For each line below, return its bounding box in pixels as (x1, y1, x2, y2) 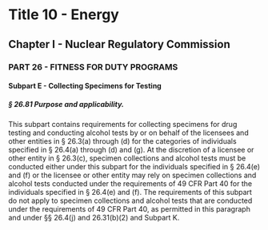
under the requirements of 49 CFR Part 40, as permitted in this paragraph (8, 204, 250, 214)
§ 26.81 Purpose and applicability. (8, 99, 124, 109)
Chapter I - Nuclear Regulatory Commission (8, 38, 230, 51)
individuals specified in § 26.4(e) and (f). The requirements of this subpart (8, 188, 252, 197)
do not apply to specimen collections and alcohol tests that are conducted (8, 196, 253, 205)
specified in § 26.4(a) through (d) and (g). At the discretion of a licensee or (8, 145, 254, 155)
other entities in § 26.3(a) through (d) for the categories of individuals (8, 137, 238, 146)
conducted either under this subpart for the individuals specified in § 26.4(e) (8, 162, 261, 172)
